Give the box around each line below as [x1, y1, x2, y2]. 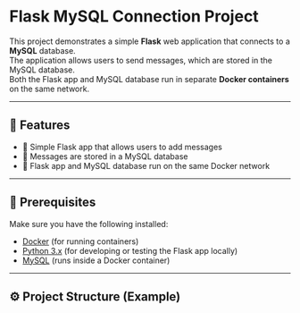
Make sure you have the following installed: [9, 218, 169, 229]
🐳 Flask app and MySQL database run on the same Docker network [21, 160, 271, 171]
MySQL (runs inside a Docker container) [21, 255, 171, 266]
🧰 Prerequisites [9, 195, 96, 210]
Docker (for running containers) [21, 235, 139, 247]
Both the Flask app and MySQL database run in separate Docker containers [9, 73, 290, 84]
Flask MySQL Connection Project [9, 6, 259, 27]
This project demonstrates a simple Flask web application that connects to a [9, 36, 290, 47]
